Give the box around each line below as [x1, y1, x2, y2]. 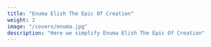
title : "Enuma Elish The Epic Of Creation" [7, 10, 134, 17]
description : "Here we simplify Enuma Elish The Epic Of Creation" [7, 29, 205, 37]
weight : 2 [7, 17, 36, 23]
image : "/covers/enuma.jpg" [7, 23, 88, 30]
